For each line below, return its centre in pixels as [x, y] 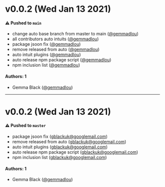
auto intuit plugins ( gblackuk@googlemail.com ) [60, 147]
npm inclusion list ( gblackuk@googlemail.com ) [59, 157]
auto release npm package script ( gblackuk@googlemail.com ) [75, 152]
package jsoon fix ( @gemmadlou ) [46, 44]
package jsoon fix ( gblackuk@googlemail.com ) [60, 136]
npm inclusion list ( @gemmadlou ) [46, 65]
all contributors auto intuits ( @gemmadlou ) [55, 39]
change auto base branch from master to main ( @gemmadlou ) [75, 34]
